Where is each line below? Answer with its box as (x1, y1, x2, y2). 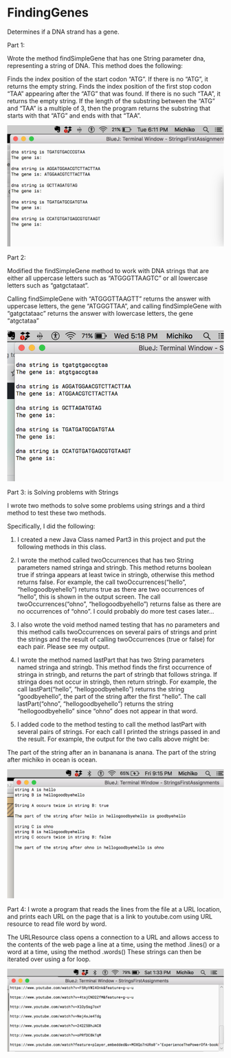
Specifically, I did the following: (7, 522, 96, 530)
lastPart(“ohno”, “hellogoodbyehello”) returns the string (16, 700, 174, 708)
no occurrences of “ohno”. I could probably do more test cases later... (16, 607, 214, 616)
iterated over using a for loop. (7, 955, 91, 963)
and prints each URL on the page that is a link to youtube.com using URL (7, 912, 213, 920)
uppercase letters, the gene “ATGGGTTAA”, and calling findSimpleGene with (7, 301, 222, 310)
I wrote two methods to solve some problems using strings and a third (7, 501, 205, 510)
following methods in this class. (16, 543, 107, 551)
